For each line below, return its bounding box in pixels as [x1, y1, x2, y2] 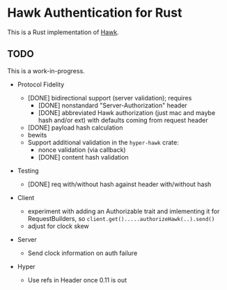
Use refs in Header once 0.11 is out [27, 275, 127, 284]
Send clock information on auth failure [27, 249, 138, 257]
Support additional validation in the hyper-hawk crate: [27, 138, 179, 146]
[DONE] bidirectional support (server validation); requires [27, 93, 192, 102]
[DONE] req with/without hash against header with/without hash [27, 180, 212, 188]
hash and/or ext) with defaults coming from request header [38, 116, 208, 124]
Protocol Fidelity [17, 80, 65, 89]
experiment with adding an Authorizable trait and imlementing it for [27, 207, 220, 215]
